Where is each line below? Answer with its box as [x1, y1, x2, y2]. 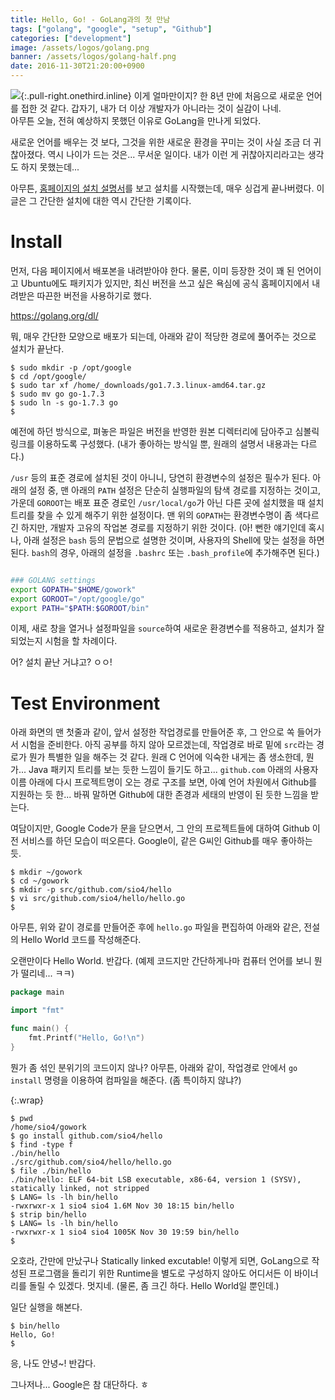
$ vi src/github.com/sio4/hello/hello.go [10, 894, 186, 904]
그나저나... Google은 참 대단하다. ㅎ [10, 1378, 149, 1390]
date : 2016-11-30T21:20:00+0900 [10, 61, 145, 71]
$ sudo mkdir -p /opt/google [10, 362, 132, 373]
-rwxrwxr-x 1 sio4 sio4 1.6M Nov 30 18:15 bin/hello [10, 1201, 235, 1211]
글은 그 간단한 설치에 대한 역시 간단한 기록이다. [10, 195, 192, 206]
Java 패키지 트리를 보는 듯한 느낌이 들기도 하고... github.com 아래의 [28, 764, 292, 776]
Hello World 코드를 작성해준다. [20, 934, 142, 946]
